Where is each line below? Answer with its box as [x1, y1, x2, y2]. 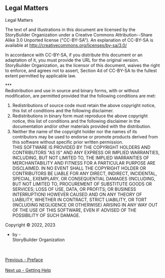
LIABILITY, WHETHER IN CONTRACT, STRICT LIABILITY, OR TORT [12, 197, 147, 203]
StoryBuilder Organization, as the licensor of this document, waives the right [5, 62, 160, 68]
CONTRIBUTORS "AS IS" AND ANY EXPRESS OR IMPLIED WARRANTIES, [12, 149, 160, 155]
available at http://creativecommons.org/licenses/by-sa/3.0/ [5, 42, 127, 48]
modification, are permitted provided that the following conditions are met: [5, 93, 156, 99]
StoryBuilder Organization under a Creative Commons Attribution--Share [5, 32, 153, 37]
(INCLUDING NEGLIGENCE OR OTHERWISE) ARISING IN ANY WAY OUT [12, 202, 158, 208]
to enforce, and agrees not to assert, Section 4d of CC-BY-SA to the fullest [5, 68, 157, 73]
